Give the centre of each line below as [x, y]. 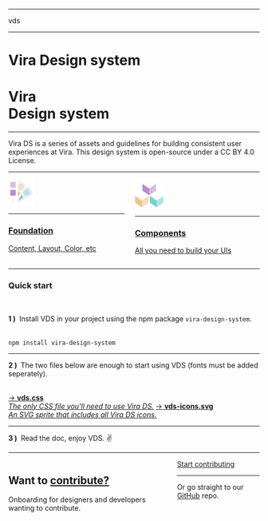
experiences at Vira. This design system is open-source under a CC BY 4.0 [132, 152]
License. [22, 161]
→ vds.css [26, 397]
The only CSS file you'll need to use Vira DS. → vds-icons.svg [111, 406]
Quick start [31, 286]
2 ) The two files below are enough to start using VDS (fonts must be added [133, 365]
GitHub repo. [198, 495]
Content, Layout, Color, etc [53, 248]
